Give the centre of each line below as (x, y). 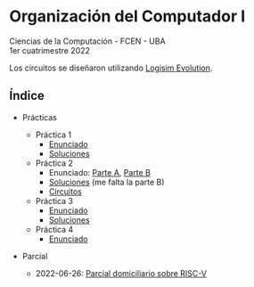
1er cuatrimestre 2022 (50, 50)
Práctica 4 (54, 229)
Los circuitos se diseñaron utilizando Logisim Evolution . (111, 68)
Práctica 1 (53, 135)
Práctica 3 (54, 201)
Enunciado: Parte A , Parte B (100, 172)
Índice (27, 96)
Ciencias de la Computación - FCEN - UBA (88, 41)
